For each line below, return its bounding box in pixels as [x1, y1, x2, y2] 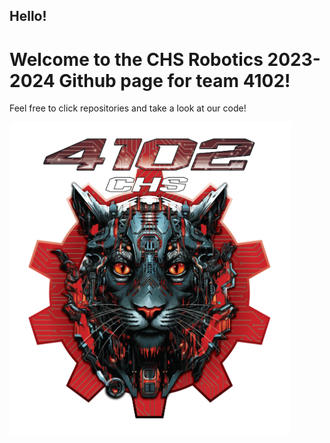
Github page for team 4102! [58, 69, 291, 92]
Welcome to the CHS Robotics [9, 48, 264, 71]
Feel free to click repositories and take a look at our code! [9, 102, 247, 114]
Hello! [9, 8, 47, 25]
